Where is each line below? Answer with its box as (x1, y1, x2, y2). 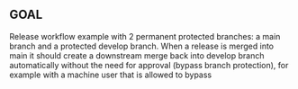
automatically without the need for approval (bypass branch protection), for (9, 59, 289, 70)
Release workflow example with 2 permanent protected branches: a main (9, 31, 281, 41)
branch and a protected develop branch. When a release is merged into (9, 40, 275, 51)
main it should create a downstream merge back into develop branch (9, 49, 265, 61)
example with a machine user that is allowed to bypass (9, 69, 212, 80)
